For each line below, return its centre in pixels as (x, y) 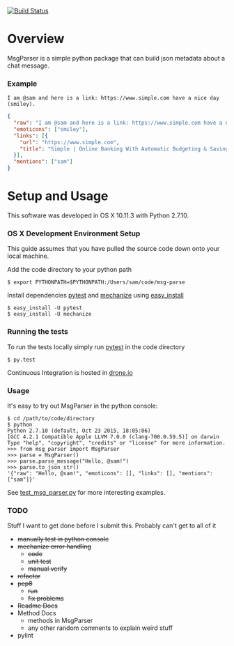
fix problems (46, 599)
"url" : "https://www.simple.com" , (70, 142)
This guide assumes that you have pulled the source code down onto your (114, 249)
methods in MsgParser (60, 621)
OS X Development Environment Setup (74, 233)
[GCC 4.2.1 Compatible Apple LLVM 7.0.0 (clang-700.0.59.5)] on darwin (113, 437)
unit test (39, 562)
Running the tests (38, 332)
